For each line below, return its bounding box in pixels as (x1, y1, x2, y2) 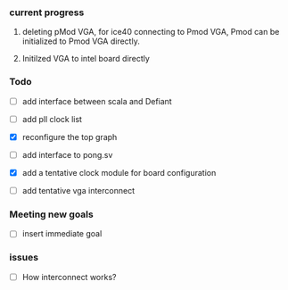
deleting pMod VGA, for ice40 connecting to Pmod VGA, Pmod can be (21, 27, 280, 37)
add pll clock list (21, 113, 83, 124)
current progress (9, 6, 85, 19)
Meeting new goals (9, 208, 94, 220)
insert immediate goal (21, 228, 103, 239)
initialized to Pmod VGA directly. (21, 36, 140, 46)
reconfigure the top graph (21, 131, 118, 142)
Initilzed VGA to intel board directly (21, 54, 150, 64)
